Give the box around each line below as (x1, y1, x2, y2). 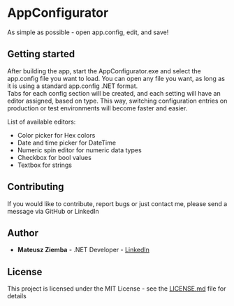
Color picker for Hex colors (17, 131, 96, 139)
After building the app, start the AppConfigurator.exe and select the (7, 66, 201, 75)
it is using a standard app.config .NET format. (7, 82, 138, 90)
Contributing (7, 181, 64, 193)
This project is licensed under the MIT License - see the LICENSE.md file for (7, 284, 226, 293)
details (7, 292, 27, 300)
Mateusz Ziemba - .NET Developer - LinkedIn (17, 246, 150, 254)
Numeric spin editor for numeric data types (17, 145, 142, 154)
